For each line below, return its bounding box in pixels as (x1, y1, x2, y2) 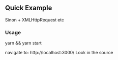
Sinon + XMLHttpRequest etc (5, 17, 64, 22)
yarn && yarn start (5, 40, 42, 46)
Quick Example (5, 4, 53, 12)
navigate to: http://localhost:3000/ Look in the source (5, 50, 114, 56)
